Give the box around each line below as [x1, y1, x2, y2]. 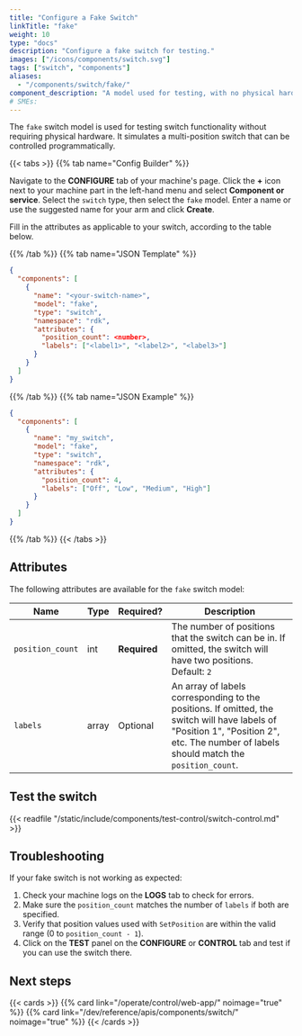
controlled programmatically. [9, 140, 116, 151]
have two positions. [171, 653, 253, 666]
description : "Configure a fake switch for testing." [9, 47, 216, 56]
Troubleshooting [9, 848, 105, 864]
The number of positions [171, 620, 276, 633]
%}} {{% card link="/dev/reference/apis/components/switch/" [9, 1007, 239, 1018]
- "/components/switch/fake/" [17, 80, 130, 89]
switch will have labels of [171, 713, 277, 725]
